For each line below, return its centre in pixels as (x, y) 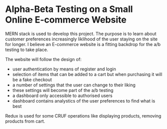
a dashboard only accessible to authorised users (62, 95)
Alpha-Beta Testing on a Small (69, 9)
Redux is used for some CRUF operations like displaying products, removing (83, 115)
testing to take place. (27, 49)
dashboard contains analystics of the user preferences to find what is (84, 100)
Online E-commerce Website (66, 20)
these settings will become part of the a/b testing (63, 90)
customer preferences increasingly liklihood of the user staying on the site (82, 39)
